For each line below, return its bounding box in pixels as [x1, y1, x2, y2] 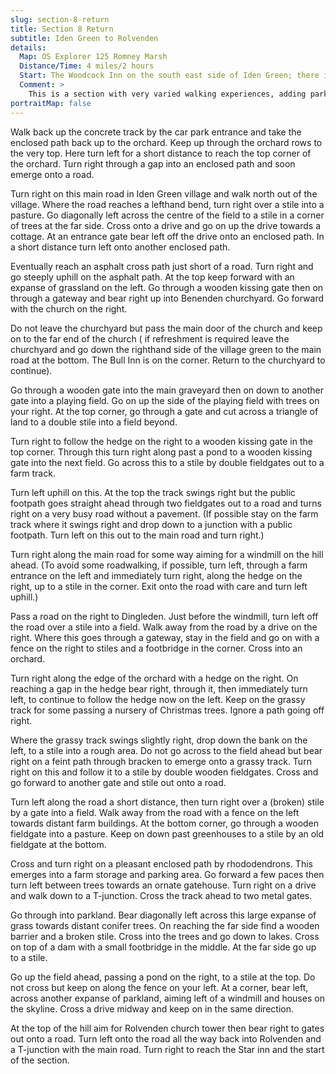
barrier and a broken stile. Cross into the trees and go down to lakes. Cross [10, 930, 320, 942]
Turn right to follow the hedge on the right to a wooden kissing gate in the [10, 435, 313, 447]
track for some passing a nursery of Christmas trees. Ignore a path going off [10, 704, 325, 716]
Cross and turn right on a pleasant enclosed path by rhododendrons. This [10, 857, 313, 870]
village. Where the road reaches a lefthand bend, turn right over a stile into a [10, 198, 325, 210]
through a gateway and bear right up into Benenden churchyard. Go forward [10, 292, 325, 304]
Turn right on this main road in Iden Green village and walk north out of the [10, 187, 318, 200]
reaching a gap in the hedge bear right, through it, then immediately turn [10, 682, 308, 695]
